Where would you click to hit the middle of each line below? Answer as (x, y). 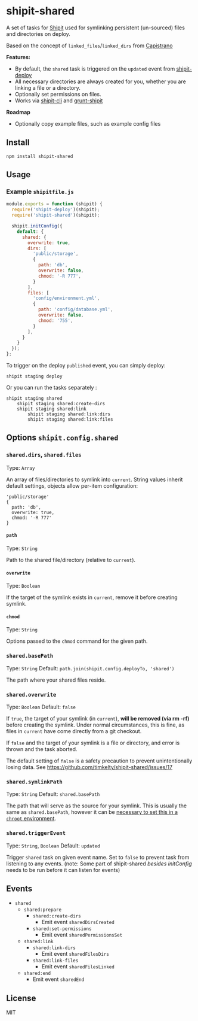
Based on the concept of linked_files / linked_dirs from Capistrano (89, 45)
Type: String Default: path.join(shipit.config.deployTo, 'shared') (90, 668)
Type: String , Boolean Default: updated (53, 846)
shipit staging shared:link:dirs (69, 414)
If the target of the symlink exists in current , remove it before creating (92, 597)
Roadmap (18, 112)
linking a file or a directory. (47, 87)
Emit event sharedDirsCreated (78, 922)
